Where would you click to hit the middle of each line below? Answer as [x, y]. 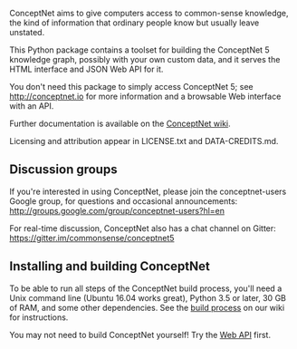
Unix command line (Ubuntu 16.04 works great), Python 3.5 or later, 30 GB [148, 297]
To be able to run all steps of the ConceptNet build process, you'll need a [146, 288]
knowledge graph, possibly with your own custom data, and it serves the [145, 59]
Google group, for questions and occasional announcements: [124, 201]
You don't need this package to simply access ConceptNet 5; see [131, 87]
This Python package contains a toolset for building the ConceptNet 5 [139, 50]
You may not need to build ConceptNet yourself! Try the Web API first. [140, 334]
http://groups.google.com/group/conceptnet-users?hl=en [117, 210]
